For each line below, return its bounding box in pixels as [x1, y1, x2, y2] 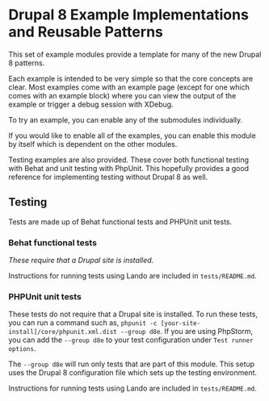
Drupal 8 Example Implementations [8, 6, 249, 24]
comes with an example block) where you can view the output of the [8, 90, 237, 100]
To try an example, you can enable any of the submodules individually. [8, 115, 243, 124]
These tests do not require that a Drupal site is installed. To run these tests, [8, 309, 258, 320]
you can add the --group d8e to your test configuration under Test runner [8, 335, 254, 345]
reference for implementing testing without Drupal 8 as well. [8, 172, 208, 182]
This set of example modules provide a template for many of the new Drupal [8, 49, 262, 59]
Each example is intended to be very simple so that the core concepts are [8, 73, 253, 83]
